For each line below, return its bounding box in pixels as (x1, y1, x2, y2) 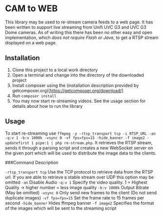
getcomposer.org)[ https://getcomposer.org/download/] (12, 87, 123, 93)
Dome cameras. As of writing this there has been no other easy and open (5, 29, 153, 35)
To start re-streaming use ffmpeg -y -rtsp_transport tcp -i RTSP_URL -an (5, 130, 156, 136)
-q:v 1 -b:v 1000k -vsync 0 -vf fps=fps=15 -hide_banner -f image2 (5, 135, 145, 140)
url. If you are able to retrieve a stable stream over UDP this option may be (5, 174, 154, 180)
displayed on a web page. (5, 39, 57, 45)
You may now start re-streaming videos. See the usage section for (12, 98, 146, 104)
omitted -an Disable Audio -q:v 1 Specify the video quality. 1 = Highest (5, 179, 147, 185)
